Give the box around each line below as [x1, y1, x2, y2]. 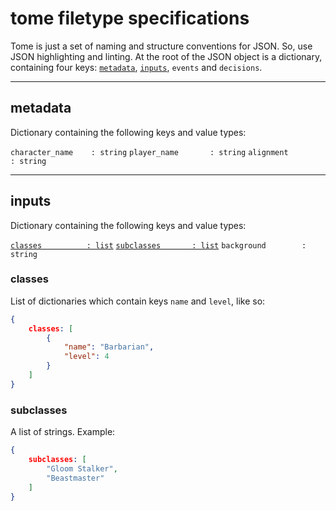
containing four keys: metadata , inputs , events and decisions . [10, 61, 263, 73]
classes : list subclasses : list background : [10, 240, 307, 251]
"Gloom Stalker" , [46, 463, 118, 474]
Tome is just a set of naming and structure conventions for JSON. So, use [10, 40, 313, 52]
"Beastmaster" [46, 473, 105, 483]
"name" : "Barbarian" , [63, 342, 155, 352]
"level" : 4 [63, 352, 110, 362]
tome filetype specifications [10, 7, 250, 30]
